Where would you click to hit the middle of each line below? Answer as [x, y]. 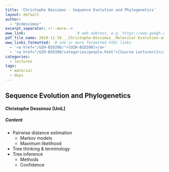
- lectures [21, 61]
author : [13, 19]
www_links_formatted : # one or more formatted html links [68, 43]
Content [14, 120]
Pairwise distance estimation [42, 133]
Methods [29, 159]
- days [17, 75]
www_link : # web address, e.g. [63, 33]
